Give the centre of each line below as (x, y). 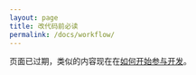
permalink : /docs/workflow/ (62, 34)
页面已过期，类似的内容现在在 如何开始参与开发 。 (100, 61)
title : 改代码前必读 (44, 26)
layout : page (34, 18)
